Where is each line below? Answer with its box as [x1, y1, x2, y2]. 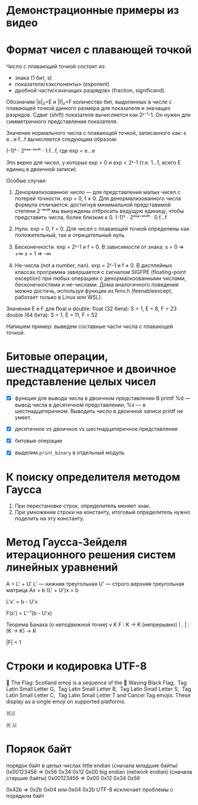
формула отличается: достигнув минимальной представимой [14, 201, 171, 208]
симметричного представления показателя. [6, 118, 118, 125]
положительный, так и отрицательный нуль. [14, 231, 126, 239]
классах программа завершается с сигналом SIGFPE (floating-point [14, 269, 186, 276]
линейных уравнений [6, 561, 118, 574]
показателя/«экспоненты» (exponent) [14, 80, 110, 88]
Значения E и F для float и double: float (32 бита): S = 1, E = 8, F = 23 [6, 305, 177, 313]
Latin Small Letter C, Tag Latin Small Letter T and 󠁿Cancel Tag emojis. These [6, 692, 191, 699]
